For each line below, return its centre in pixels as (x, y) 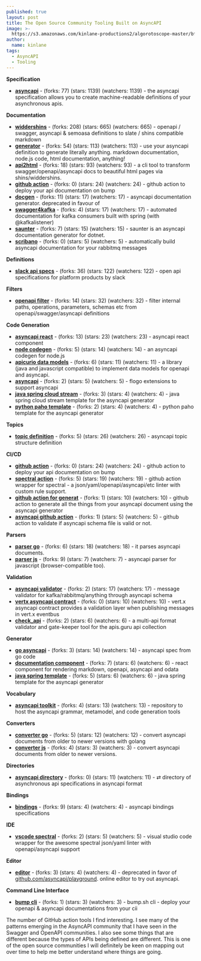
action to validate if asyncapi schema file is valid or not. (83, 523)
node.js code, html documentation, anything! (70, 158)
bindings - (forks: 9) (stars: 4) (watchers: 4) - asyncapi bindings (94, 806)
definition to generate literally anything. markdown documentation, (97, 152)
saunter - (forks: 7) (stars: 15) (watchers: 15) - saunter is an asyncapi (100, 228)
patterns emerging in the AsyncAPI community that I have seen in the (92, 926)
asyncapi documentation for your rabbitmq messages (81, 248)
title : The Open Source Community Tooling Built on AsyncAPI (84, 23)
